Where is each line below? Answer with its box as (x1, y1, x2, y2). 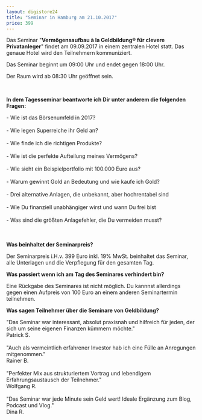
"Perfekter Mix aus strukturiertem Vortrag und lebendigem (6, 370, 151, 377)
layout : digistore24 (6, 8, 58, 15)
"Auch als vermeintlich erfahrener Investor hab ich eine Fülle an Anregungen (6, 344, 196, 351)
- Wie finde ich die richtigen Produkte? (6, 140, 103, 147)
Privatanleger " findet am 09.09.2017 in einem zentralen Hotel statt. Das (6, 43, 185, 50)
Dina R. (6, 408, 24, 416)
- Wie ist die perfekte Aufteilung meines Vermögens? (6, 152, 137, 160)
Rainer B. (6, 357, 29, 365)
